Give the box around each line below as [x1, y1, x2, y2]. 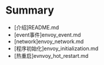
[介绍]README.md [14, 24, 59, 31]
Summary [5, 4, 54, 17]
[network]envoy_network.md [14, 38, 84, 45]
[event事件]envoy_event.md [14, 31, 81, 38]
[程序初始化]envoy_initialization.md [14, 45, 99, 52]
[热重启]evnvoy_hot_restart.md [14, 52, 89, 59]
